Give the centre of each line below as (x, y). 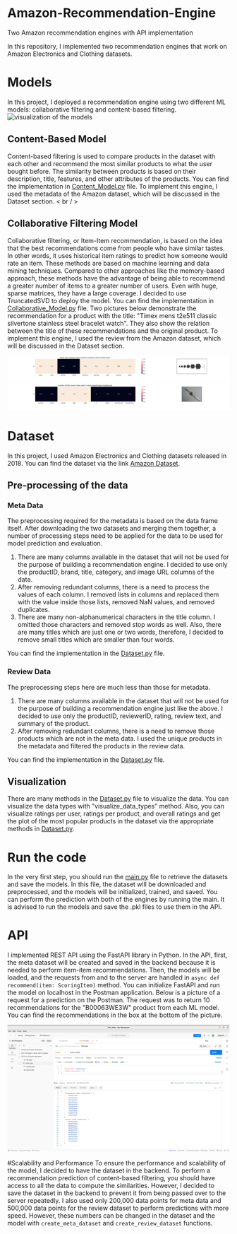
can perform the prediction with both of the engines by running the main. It (116, 900)
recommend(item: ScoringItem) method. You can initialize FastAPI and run (114, 985)
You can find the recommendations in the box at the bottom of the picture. (115, 1015)
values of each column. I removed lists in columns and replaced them (118, 594)
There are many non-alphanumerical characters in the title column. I (116, 617)
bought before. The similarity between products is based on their (102, 171)
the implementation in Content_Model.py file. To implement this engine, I (113, 186)
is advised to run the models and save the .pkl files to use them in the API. (115, 907)
